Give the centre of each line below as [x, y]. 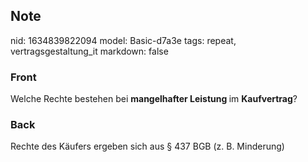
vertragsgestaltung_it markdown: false [89, 51]
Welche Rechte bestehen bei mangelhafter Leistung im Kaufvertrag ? [154, 99]
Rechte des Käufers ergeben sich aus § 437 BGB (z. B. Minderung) [147, 146]
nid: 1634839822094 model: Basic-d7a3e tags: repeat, [123, 40]
